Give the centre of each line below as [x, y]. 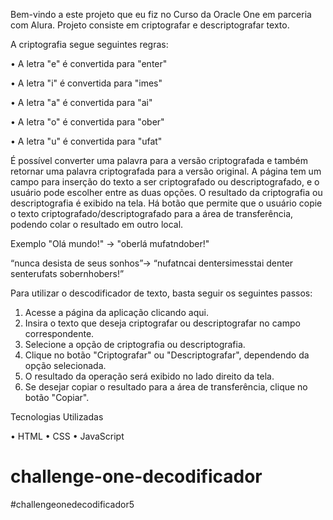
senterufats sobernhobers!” [67, 273]
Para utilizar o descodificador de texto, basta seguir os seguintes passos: [161, 293]
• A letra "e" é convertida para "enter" [89, 63]
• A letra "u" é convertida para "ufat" [86, 141]
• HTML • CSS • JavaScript [67, 436]
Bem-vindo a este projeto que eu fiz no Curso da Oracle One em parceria [161, 14]
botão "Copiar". [57, 397]
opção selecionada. [65, 365]
